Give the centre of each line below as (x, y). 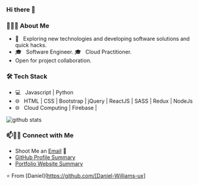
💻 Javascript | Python (44, 92)
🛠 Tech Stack (27, 76)
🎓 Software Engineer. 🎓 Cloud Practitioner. (73, 52)
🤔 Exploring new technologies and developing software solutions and (102, 39)
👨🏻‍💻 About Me (28, 25)
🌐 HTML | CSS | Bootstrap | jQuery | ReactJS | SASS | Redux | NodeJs (104, 101)
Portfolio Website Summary (49, 163)
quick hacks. (31, 45)
